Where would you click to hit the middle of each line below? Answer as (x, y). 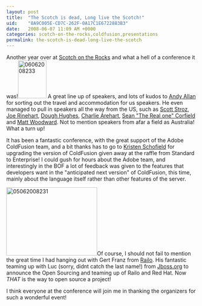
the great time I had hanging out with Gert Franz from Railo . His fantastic (96, 260)
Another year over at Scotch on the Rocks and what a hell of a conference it (101, 57)
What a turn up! (26, 128)
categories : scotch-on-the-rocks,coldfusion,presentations (82, 35)
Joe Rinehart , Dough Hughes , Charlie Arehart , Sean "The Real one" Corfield (101, 115)
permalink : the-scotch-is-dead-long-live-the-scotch (74, 40)
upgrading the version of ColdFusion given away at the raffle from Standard (100, 153)
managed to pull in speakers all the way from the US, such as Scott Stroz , (98, 109)
